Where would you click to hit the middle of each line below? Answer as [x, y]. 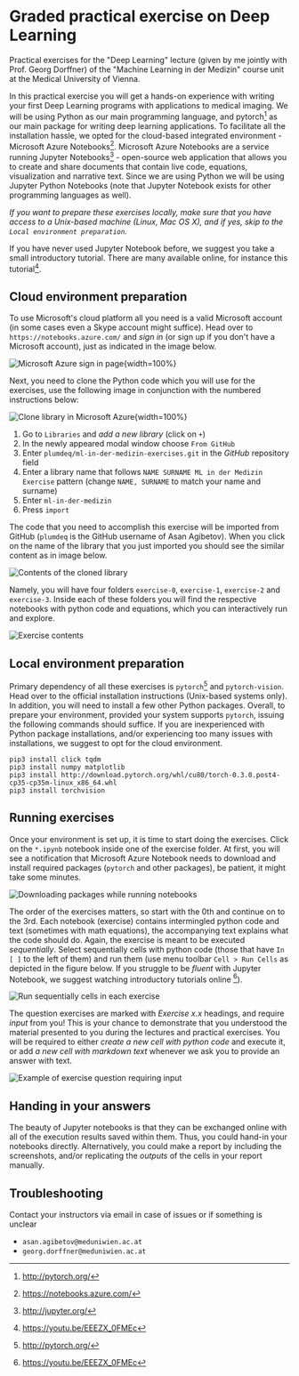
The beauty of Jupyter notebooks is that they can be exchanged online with [148, 1128]
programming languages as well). [70, 195]
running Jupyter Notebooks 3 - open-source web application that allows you [148, 156]
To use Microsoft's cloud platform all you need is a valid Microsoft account [146, 318]
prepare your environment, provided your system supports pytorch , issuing [147, 714]
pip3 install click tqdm [55, 759]
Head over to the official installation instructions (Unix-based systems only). [148, 696]
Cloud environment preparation [98, 297]
